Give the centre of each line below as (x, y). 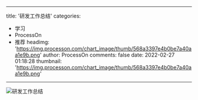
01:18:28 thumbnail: (38, 61)
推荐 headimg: (32, 42)
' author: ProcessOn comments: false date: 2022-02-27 (107, 55)
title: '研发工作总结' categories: (44, 16)
